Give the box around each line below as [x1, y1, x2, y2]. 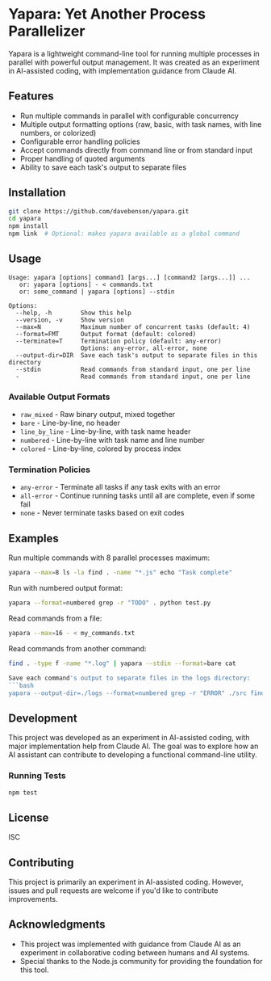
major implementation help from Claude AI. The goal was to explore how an [8, 741, 259, 752]
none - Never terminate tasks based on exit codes [19, 508, 185, 518]
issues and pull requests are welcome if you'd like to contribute [8, 886, 219, 895]
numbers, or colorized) [19, 128, 97, 137]
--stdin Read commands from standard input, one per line [15, 365, 251, 373]
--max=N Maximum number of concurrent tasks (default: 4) [15, 322, 251, 331]
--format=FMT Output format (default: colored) [15, 330, 197, 338]
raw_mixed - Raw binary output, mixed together [19, 410, 176, 419]
